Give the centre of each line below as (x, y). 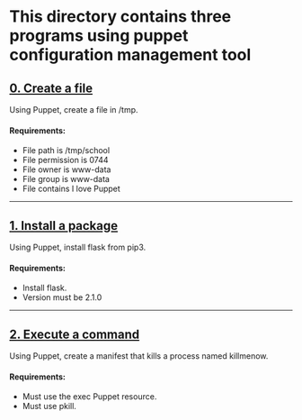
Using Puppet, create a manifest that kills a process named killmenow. (139, 356)
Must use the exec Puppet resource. (89, 397)
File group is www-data (66, 179)
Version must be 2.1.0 (62, 297)
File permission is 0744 (66, 160)
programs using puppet (99, 36)
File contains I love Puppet (71, 189)
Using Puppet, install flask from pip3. (78, 247)
